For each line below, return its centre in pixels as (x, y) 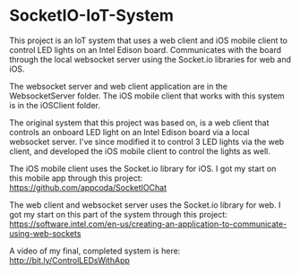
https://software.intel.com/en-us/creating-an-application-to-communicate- (148, 224)
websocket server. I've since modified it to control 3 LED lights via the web (147, 141)
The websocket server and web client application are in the (119, 86)
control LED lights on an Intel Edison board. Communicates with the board (146, 49)
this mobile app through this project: (76, 178)
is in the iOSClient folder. (55, 105)
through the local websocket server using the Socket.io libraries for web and (150, 59)
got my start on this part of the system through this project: (119, 214)
